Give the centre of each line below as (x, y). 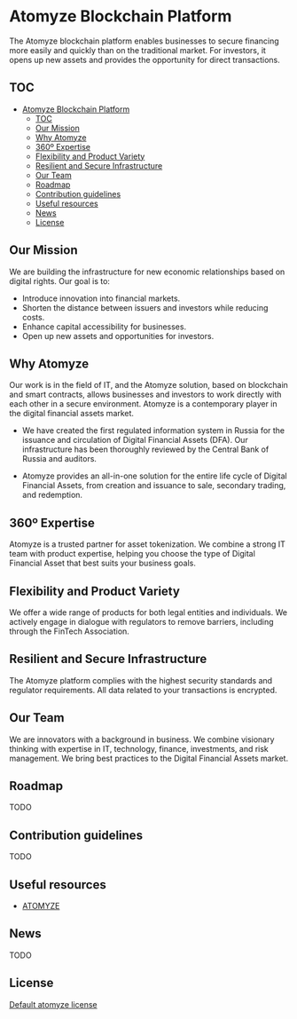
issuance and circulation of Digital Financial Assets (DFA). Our (135, 440)
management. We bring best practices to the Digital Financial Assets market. (149, 758)
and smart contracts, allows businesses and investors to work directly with (145, 395)
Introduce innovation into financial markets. (101, 298)
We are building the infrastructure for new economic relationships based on (147, 272)
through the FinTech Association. (70, 631)
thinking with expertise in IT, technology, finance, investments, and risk (139, 748)
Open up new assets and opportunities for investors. (118, 336)
